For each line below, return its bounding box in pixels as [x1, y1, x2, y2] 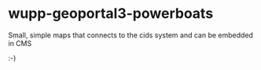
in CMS [8, 38, 32, 47]
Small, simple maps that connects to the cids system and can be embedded [8, 30, 254, 40]
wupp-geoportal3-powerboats [8, 5, 214, 23]
